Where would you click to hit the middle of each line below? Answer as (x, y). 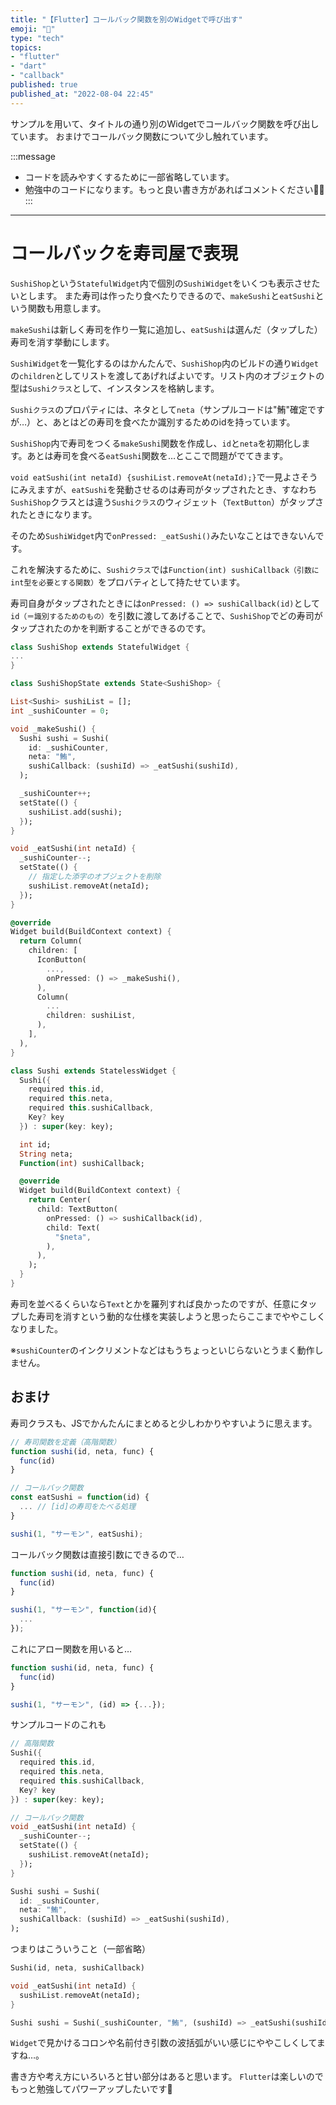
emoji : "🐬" (33, 29)
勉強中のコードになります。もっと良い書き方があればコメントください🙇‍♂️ (174, 189)
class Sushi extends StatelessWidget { (93, 1071)
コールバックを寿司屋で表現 (124, 253)
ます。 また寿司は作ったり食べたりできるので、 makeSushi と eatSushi (176, 295)
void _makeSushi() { (53, 729)
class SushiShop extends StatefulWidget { (100, 647)
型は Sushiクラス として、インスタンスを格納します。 (115, 388)
